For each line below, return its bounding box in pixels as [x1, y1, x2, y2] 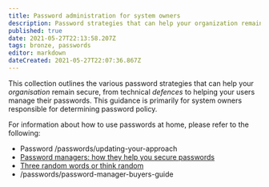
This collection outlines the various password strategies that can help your [8, 78, 255, 88]
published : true [8, 26, 62, 35]
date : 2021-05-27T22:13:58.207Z [8, 34, 116, 43]
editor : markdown [8, 49, 66, 57]
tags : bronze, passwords [8, 42, 91, 50]
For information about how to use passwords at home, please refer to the [8, 120, 250, 129]
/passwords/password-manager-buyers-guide [19, 169, 174, 179]
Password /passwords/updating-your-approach [19, 144, 178, 153]
